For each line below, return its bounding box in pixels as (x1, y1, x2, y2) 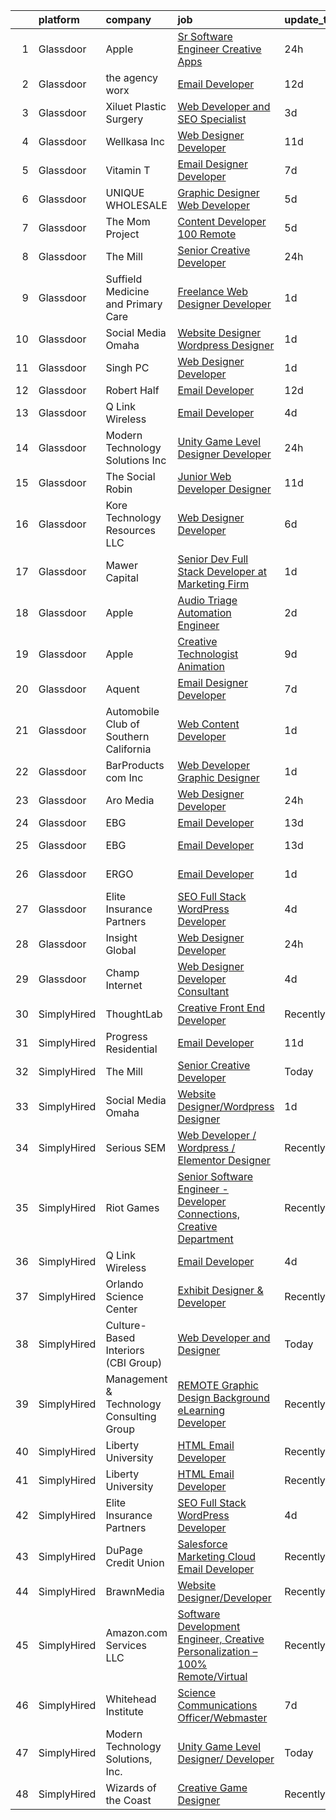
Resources (105, 524, 156, 537)
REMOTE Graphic (177, 1379, 260, 1392)
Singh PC (105, 361, 150, 374)
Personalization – (177, 1645, 258, 1658)
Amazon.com (105, 1626, 168, 1639)
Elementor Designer (177, 1154, 271, 1167)
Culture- (105, 1319, 147, 1332)
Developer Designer (177, 482, 272, 496)
